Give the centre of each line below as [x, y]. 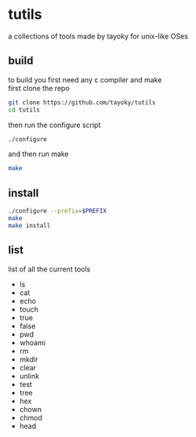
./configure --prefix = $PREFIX [58, 211]
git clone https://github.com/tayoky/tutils [82, 102]
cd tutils [24, 110]
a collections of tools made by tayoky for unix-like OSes [98, 36]
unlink [29, 376]
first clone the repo [39, 88]
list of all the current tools [49, 269]
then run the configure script [54, 125]
